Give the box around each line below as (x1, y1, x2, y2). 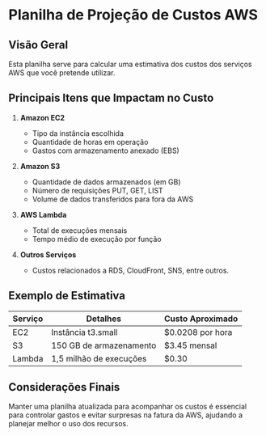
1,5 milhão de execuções (51, 353, 147, 364)
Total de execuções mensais (32, 225, 128, 235)
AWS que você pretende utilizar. (8, 68, 116, 78)
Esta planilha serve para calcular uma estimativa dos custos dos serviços (8, 59, 252, 69)
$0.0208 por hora (164, 326, 233, 337)
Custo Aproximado (164, 313, 239, 324)
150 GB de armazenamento (51, 340, 157, 351)
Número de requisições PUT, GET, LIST (32, 185, 163, 195)
